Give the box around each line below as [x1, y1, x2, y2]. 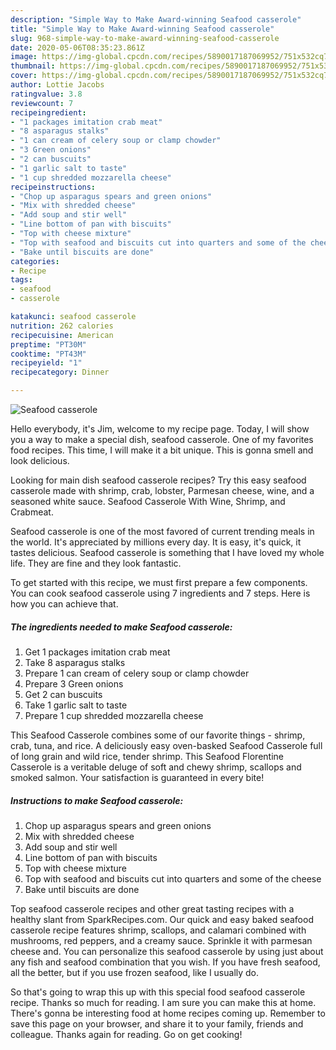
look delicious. [10, 455, 70, 466]
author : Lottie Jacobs [10, 80, 105, 90]
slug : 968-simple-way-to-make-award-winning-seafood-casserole [10, 33, 280, 43]
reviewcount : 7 [10, 98, 74, 108]
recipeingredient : [10, 107, 87, 118]
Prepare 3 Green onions [24, 677, 124, 690]
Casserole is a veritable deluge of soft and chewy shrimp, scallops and [10, 761, 302, 773]
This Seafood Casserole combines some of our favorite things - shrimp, [10, 729, 306, 741]
